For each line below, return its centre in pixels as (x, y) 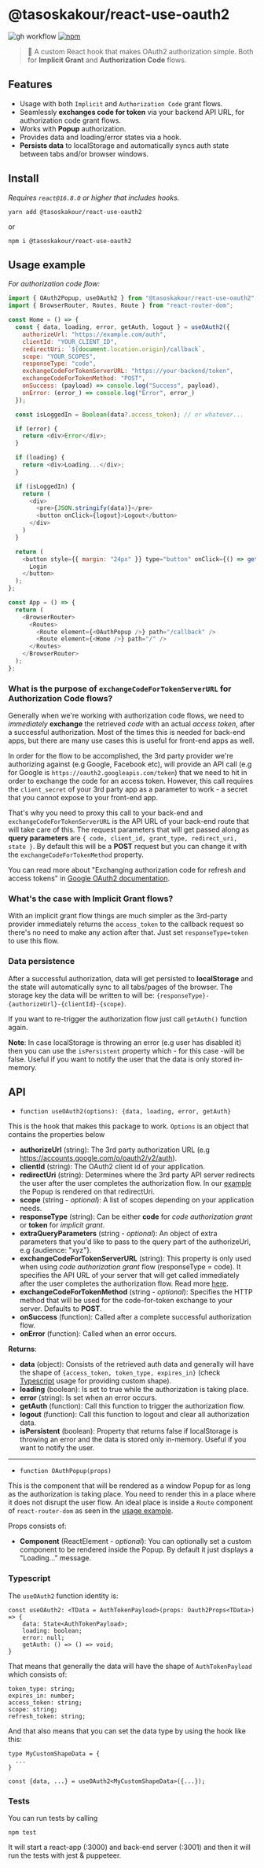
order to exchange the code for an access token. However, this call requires (131, 781)
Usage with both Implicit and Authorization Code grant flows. (121, 103)
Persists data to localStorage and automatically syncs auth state (124, 145)
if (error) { (37, 429)
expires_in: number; (42, 1696)
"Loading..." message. (55, 1558)
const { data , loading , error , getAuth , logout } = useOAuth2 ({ (123, 327)
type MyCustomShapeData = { (54, 1754)
